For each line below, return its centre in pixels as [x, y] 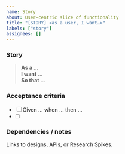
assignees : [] [24, 34]
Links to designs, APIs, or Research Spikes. [60, 144]
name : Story [21, 12]
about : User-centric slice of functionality [62, 17]
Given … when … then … [52, 110]
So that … [33, 81]
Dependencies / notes [39, 131]
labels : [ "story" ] [29, 28]
